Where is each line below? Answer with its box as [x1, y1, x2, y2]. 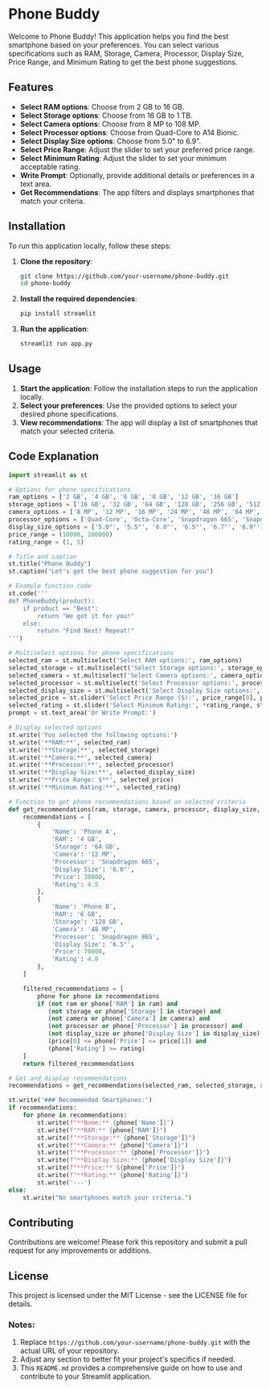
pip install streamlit [19, 309, 96, 318]
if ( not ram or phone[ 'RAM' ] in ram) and [37, 1000, 178, 1008]
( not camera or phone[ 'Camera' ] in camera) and [47, 1014, 211, 1023]
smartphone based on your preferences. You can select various [8, 39, 219, 49]
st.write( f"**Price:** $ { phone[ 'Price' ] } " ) [37, 1163, 185, 1172]
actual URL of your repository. [19, 1346, 120, 1356]
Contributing [8, 1216, 74, 1229]
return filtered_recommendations [22, 1059, 135, 1068]
